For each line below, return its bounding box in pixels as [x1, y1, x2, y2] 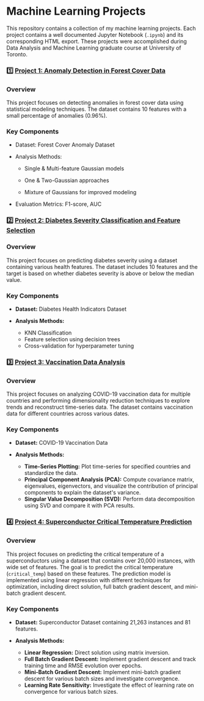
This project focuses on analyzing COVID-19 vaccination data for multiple [6, 390, 191, 398]
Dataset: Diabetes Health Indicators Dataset [15, 305, 127, 313]
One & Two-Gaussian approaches [24, 176, 109, 184]
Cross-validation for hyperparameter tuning [24, 342, 134, 349]
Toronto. [6, 50, 27, 58]
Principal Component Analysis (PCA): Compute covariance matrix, [24, 476, 194, 483]
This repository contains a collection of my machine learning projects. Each [6, 25, 196, 32]
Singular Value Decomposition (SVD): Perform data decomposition [24, 495, 195, 503]
